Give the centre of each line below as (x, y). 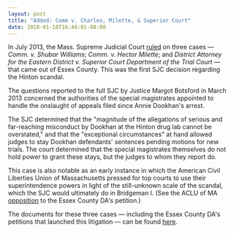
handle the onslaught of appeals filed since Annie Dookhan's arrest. (106, 106)
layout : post (27, 14)
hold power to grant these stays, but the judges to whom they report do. (113, 157)
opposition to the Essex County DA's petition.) (75, 201)
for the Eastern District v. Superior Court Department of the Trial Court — (114, 62)
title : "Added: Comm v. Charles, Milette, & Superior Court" (100, 20)
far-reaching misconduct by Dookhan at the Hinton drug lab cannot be (110, 127)
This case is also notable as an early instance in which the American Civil (114, 171)
